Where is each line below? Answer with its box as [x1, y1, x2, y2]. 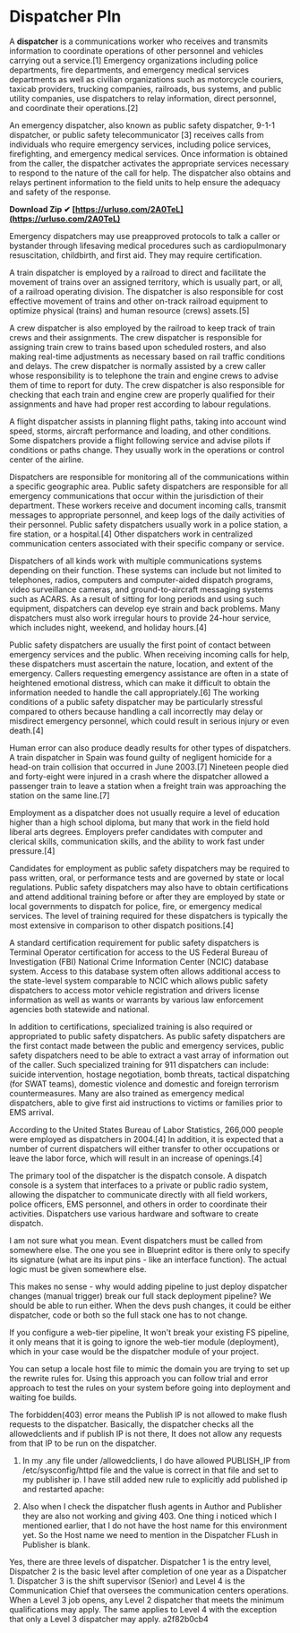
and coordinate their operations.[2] [9, 102, 139, 113]
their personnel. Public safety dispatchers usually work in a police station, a [9, 519, 288, 529]
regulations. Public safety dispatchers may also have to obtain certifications [9, 881, 289, 892]
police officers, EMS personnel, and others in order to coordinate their [9, 1199, 268, 1209]
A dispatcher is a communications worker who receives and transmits [9, 36, 269, 47]
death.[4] [9, 725, 44, 735]
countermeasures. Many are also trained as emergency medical [9, 1087, 244, 1098]
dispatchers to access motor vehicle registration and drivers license [9, 984, 260, 995]
